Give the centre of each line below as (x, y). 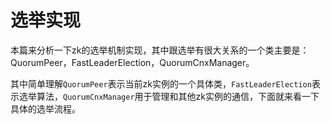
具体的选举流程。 (45, 108)
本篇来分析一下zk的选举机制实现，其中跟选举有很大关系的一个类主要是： (160, 50)
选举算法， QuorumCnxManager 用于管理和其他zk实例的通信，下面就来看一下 (169, 96)
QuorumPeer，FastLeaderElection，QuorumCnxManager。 (132, 62)
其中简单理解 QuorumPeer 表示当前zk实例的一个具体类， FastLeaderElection (161, 83)
